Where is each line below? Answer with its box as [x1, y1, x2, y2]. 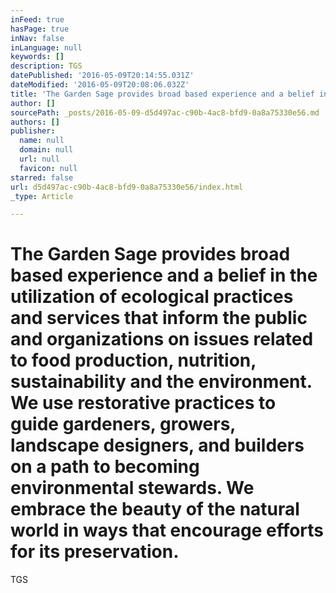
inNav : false [10, 33, 65, 43]
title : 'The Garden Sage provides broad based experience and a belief [10, 89, 315, 99]
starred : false [10, 172, 74, 183]
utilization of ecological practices [10, 286, 294, 308]
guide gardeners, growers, [10, 413, 236, 436]
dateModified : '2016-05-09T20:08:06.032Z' [10, 80, 190, 90]
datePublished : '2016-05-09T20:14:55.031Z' [10, 71, 195, 81]
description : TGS [10, 61, 83, 71]
